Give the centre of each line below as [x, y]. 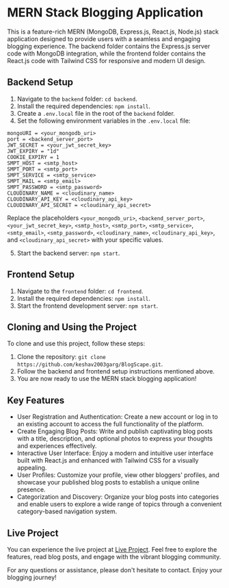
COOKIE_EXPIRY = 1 [33, 157]
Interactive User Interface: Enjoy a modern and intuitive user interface [115, 453]
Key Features [36, 400]
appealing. [32, 468]
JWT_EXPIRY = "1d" [33, 151]
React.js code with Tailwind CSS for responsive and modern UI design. [107, 60]
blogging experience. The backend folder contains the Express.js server [109, 46]
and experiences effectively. [57, 446]
